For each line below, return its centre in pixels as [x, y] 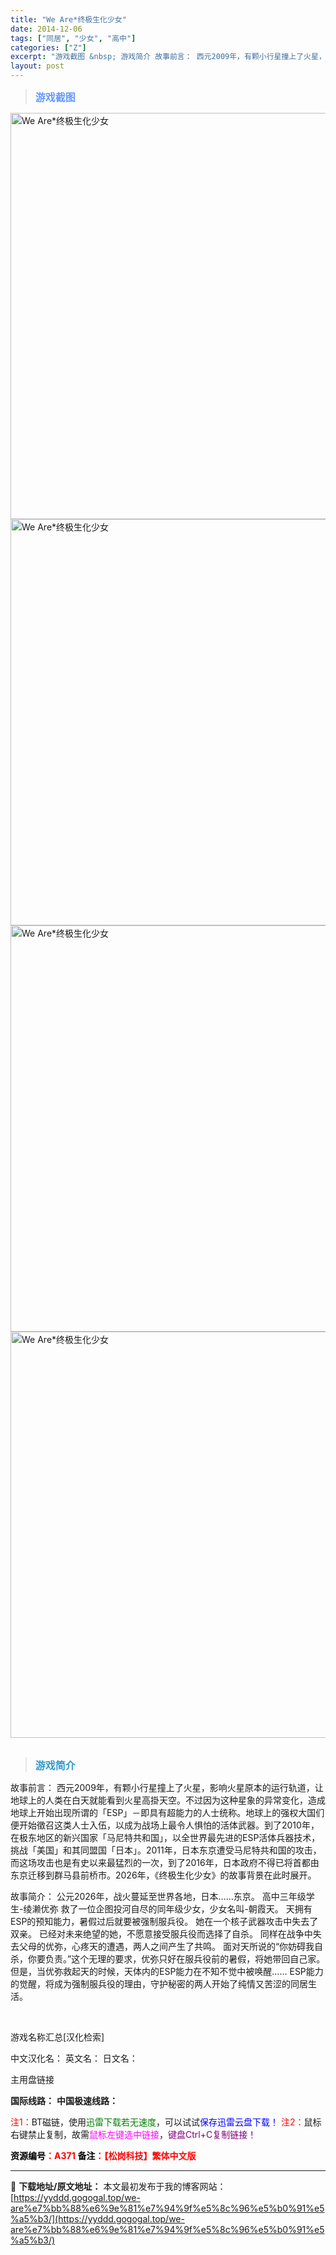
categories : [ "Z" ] [48, 47]
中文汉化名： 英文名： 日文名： [74, 2058]
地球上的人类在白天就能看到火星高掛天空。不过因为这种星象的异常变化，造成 [168, 1800]
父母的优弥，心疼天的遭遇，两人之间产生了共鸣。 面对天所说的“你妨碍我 [166, 1946]
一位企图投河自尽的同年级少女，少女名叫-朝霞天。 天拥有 [195, 1909]
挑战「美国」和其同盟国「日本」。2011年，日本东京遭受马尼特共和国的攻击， [166, 1850]
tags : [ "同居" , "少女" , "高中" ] [73, 38]
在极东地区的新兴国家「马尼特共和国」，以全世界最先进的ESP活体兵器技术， [165, 1837]
